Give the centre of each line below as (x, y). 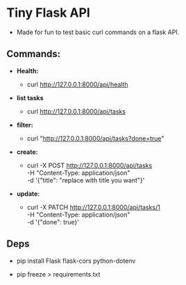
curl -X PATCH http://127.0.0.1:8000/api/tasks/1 (93, 207)
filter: (25, 125)
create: (27, 152)
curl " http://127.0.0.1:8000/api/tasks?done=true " (95, 138)
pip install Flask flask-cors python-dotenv (76, 261)
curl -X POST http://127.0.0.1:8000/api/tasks (90, 165)
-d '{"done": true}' (53, 222)
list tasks (30, 98)
